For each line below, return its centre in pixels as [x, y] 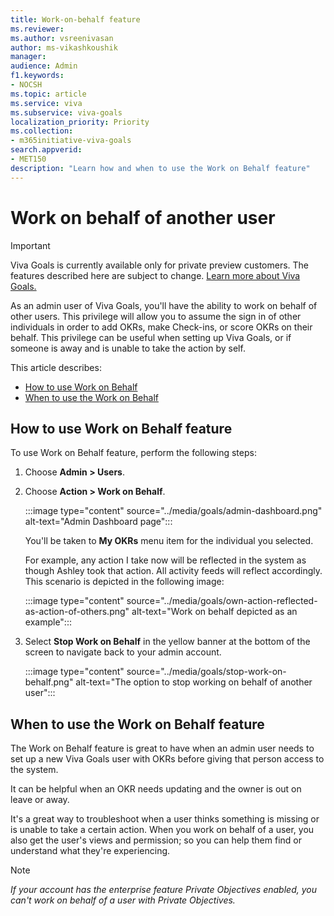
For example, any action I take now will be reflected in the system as [165, 560]
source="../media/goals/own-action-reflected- [222, 601]
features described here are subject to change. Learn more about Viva [155, 275]
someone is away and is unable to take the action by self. [128, 348]
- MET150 [28, 159]
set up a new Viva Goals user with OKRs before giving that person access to [167, 759]
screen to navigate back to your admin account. [123, 652]
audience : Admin [44, 66]
